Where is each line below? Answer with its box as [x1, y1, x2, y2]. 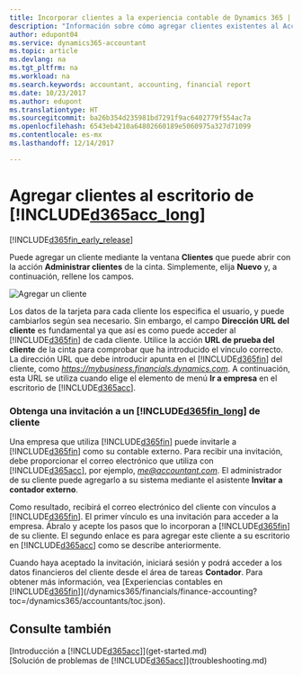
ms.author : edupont [9, 96, 83, 106]
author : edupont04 [9, 30, 78, 39]
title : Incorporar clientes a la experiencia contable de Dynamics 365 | [9, 13, 292, 22]
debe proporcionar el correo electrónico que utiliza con [9, 455, 214, 466]
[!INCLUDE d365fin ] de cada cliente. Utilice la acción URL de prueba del [9, 334, 275, 345]
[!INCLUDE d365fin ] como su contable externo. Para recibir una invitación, [9, 445, 283, 456]
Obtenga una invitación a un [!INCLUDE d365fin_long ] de [9, 404, 261, 417]
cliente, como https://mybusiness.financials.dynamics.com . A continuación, [9, 363, 290, 373]
